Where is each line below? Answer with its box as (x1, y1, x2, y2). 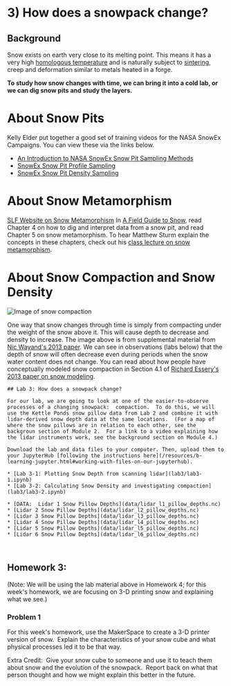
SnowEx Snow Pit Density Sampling (17, 168, 119, 177)
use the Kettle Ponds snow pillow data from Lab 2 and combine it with (7, 410, 218, 417)
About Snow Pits (7, 111, 105, 126)
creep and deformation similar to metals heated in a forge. (7, 66, 173, 73)
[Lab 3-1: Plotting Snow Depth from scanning (13, 470, 147, 477)
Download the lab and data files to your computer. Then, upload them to (7, 446, 225, 453)
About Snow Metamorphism (7, 193, 172, 209)
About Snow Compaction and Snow (7, 270, 216, 285)
